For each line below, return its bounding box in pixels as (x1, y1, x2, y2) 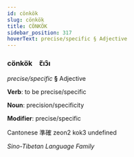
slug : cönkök (7, 16, 45, 23)
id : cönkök (7, 10, 38, 17)
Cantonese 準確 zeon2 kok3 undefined (7, 128, 117, 137)
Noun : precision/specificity (7, 101, 85, 110)
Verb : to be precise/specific (7, 88, 87, 96)
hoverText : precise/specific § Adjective (7, 36, 128, 43)
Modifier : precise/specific (7, 114, 81, 123)
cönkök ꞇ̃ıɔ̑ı (7, 59, 51, 69)
